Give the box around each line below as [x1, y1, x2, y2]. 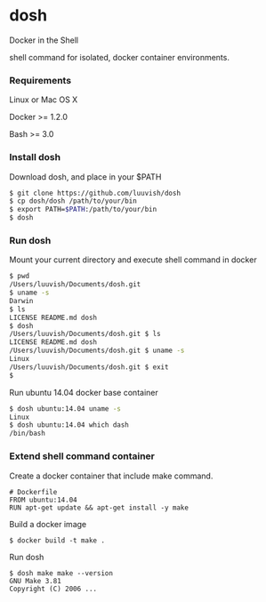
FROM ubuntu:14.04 [9, 495, 77, 504]
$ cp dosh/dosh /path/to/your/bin [9, 197, 138, 205]
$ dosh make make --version [9, 568, 114, 578]
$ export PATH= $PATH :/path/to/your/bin [9, 205, 157, 214]
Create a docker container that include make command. [9, 470, 214, 481]
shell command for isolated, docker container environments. [9, 52, 230, 62]
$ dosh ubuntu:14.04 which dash [9, 421, 129, 429]
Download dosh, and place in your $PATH [9, 171, 162, 182]
